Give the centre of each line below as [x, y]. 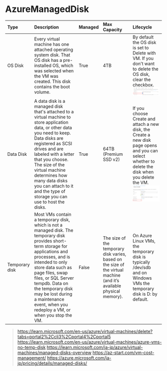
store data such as [53, 267]
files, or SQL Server [54, 278]
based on [112, 259]
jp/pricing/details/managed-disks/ [52, 364]
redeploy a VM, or [52, 310]
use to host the [49, 202]
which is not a [48, 225]
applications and [51, 251]
